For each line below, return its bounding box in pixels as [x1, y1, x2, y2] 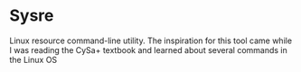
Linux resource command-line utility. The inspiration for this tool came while [9, 35, 292, 46]
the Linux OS [9, 54, 58, 65]
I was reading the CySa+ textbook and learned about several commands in [9, 44, 287, 55]
